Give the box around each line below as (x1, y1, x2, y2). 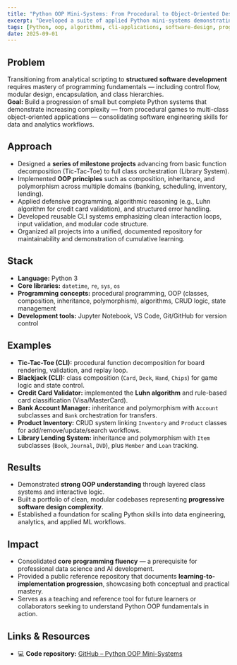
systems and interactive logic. (17, 487, 105, 496)
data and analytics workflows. (7, 120, 95, 129)
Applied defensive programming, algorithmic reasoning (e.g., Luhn (17, 197, 211, 205)
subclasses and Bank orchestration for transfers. (17, 411, 157, 420)
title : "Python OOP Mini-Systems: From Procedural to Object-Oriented (7, 10, 219, 18)
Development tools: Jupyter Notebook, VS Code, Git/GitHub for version (17, 311, 227, 320)
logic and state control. (17, 381, 85, 389)
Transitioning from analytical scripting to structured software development (7, 75, 227, 83)
